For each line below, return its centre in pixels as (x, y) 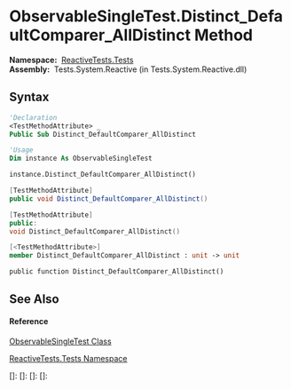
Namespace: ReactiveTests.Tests (71, 60)
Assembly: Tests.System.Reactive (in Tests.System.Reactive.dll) (128, 69)
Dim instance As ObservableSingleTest (81, 159)
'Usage (21, 150)
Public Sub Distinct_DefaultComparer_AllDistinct (103, 134)
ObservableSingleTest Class (61, 341)
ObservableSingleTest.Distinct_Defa (146, 16)
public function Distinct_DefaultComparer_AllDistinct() (117, 272)
